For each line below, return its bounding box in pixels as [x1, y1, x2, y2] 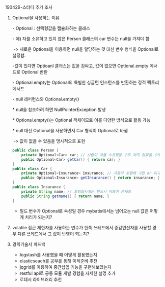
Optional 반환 [21, 69, 48, 75]
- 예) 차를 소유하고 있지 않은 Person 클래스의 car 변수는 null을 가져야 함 [12, 36, 150, 41]
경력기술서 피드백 [12, 241, 46, 247]
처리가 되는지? [25, 214, 53, 220]
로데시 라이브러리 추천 [19, 276, 62, 282]
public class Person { [12, 148, 59, 153]
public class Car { [12, 166, 53, 171]
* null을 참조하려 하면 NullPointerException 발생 [12, 107, 106, 112]
